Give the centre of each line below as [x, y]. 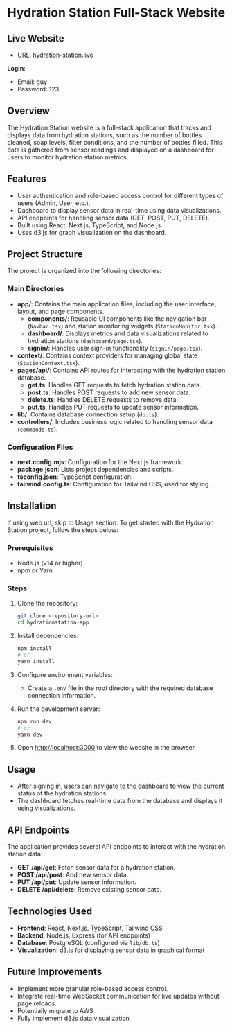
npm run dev [34, 721]
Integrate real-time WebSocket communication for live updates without [118, 996]
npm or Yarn [35, 570]
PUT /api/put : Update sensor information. [77, 882]
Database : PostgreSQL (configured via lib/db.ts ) [89, 942]
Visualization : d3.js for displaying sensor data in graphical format [111, 950]
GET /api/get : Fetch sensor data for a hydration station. [96, 868]
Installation [32, 506]
